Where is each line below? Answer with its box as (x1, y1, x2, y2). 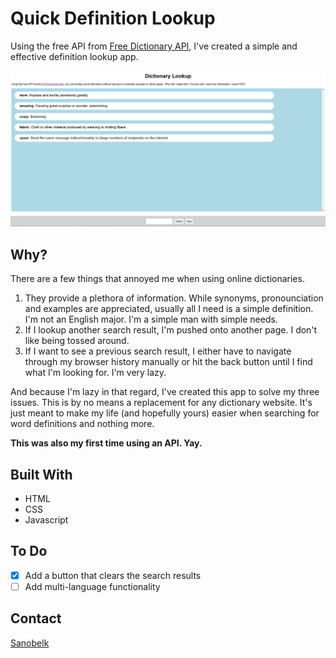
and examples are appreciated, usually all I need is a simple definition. (24, 303, 314, 315)
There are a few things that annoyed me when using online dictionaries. (10, 273, 305, 285)
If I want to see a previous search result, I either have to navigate (24, 345, 292, 357)
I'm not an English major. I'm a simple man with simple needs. (24, 313, 278, 326)
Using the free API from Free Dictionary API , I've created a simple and (10, 40, 298, 52)
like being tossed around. (24, 335, 130, 347)
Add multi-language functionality (24, 580, 161, 592)
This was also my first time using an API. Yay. (10, 437, 203, 449)
